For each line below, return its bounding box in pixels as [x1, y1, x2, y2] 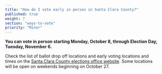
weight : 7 [5, 16, 25, 21]
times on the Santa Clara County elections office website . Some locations [5, 58, 153, 64]
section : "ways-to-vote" [5, 20, 56, 26]
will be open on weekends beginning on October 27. [5, 64, 110, 70]
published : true [5, 12, 38, 17]
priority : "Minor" [5, 25, 42, 30]
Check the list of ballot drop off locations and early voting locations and [5, 53, 149, 59]
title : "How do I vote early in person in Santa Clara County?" [5, 7, 139, 12]
